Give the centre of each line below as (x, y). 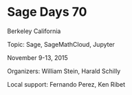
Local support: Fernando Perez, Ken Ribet (66, 84)
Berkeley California (34, 31)
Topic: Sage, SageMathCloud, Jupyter (61, 44)
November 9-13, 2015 (38, 57)
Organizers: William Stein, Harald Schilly (64, 71)
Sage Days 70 (47, 12)
